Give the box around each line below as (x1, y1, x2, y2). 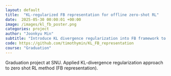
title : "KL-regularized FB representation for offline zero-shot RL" (5, 12, 159, 17)
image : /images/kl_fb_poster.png (5, 21, 77, 27)
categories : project (5, 27, 50, 32)
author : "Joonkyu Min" (5, 31, 54, 36)
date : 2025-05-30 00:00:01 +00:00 (5, 17, 81, 22)
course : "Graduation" (5, 45, 52, 50)
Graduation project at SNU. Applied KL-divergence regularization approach (5, 59, 163, 65)
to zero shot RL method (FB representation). (5, 65, 98, 71)
